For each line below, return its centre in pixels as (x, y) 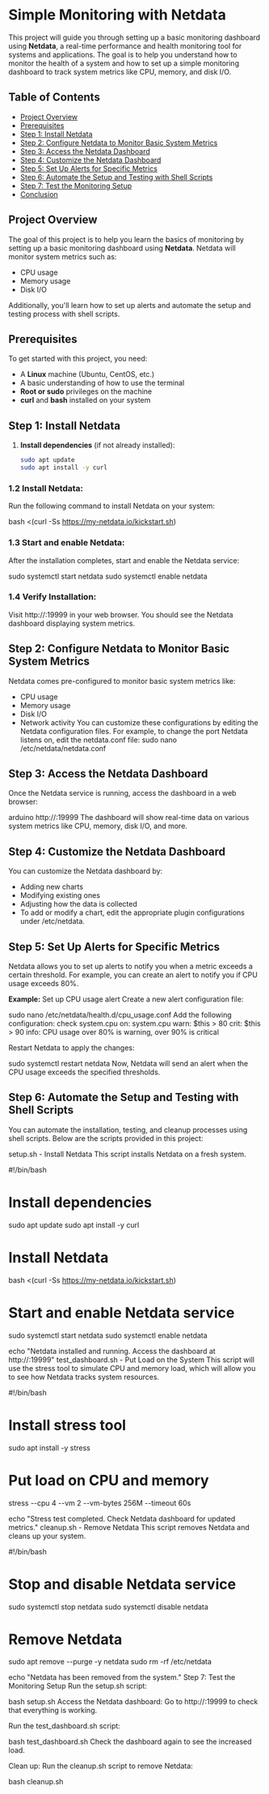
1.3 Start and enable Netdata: (67, 543)
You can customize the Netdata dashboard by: (86, 871)
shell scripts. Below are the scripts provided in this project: (106, 1138)
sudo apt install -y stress (49, 1447)
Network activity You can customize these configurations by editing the (139, 722)
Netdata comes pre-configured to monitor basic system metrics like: (122, 681)
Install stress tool (67, 1425)
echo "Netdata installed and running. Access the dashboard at (112, 1351)
